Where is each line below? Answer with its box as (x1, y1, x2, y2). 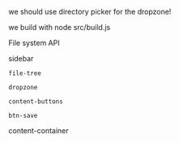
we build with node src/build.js (8, 23, 111, 31)
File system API (8, 38, 60, 48)
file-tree (8, 69, 42, 77)
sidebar (8, 54, 34, 63)
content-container (8, 126, 69, 136)
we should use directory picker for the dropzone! (8, 7, 172, 16)
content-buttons (8, 98, 63, 106)
